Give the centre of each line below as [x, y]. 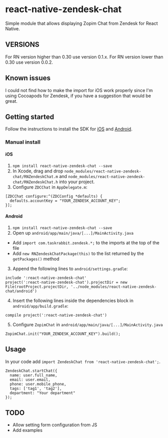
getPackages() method [36, 258]
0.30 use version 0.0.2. [29, 62]
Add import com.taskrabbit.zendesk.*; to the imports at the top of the [86, 243]
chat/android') [21, 291]
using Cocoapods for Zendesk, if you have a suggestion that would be [78, 96]
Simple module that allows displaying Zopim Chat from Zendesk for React [81, 23]
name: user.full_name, [34, 375]
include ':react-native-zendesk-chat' [46, 278]
